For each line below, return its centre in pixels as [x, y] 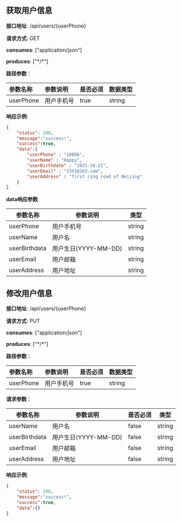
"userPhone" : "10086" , [56, 155]
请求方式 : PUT [23, 321]
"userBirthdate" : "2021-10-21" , [68, 165]
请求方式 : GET [23, 38]
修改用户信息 [29, 293]
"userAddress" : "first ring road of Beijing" [85, 177]
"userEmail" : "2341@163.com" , [65, 171]
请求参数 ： [19, 399]
